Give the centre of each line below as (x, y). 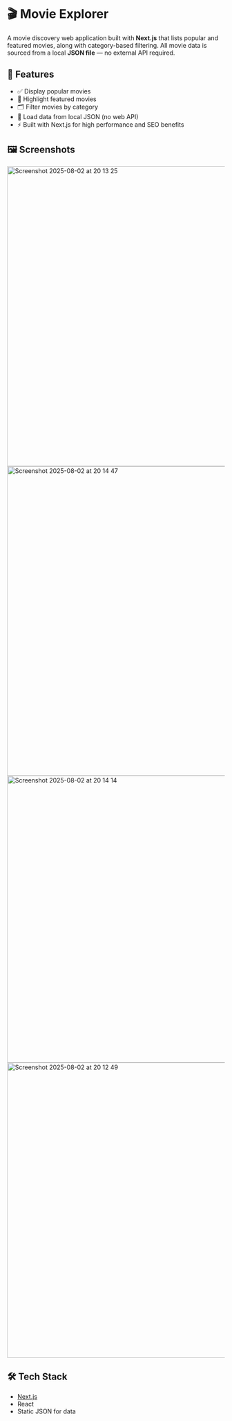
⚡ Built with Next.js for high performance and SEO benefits (100, 124)
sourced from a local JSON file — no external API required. (91, 53)
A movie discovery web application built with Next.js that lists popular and (113, 38)
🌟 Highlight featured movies (57, 99)
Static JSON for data (46, 1411)
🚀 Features (31, 74)
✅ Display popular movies (54, 91)
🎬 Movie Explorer (58, 14)
